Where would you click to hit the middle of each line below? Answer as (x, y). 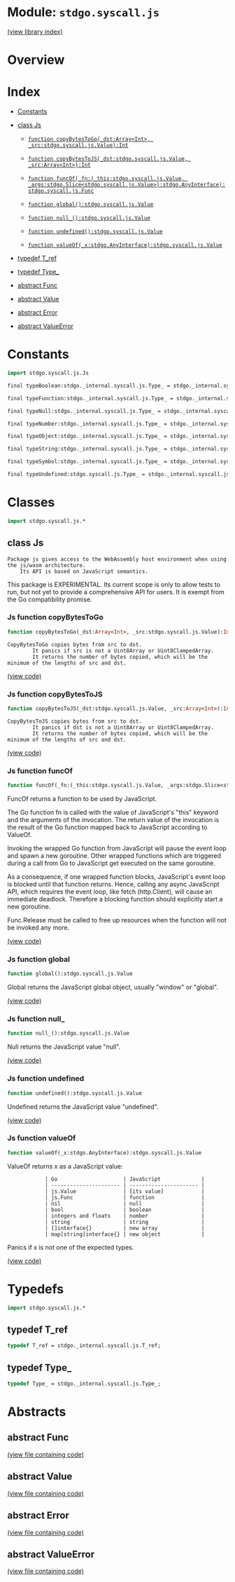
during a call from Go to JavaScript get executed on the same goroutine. (111, 864)
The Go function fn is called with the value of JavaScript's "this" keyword (113, 812)
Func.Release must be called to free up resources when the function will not (117, 920)
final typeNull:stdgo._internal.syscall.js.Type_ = (84, 411)
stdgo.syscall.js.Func (61, 191)
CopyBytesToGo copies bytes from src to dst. (74, 645)
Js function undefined (46, 1079)
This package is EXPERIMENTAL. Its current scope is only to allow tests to (114, 584)
